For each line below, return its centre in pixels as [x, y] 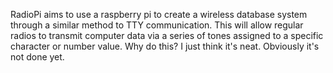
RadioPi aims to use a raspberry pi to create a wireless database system [159, 14]
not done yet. [37, 57]
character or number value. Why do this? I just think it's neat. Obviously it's [165, 46]
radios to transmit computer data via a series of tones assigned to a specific [167, 35]
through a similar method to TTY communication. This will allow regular [157, 25]
